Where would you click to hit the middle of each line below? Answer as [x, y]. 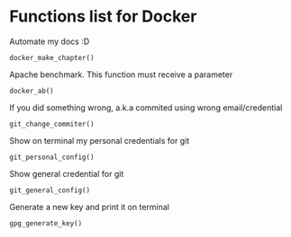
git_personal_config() [52, 157]
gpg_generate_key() [46, 223]
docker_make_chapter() [52, 57]
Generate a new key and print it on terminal [89, 206]
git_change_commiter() [52, 124]
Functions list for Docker [103, 17]
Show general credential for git [67, 173]
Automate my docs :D [50, 41]
